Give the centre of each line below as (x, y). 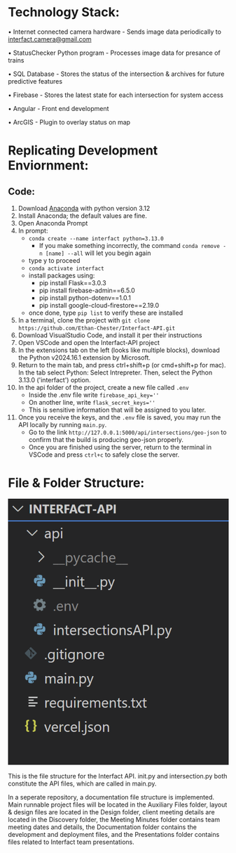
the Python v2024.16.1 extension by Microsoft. (84, 357)
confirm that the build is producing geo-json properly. (106, 439)
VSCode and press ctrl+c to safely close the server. (104, 455)
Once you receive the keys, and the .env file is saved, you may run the (119, 417)
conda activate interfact (66, 268)
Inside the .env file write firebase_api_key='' (94, 395)
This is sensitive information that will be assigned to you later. (117, 410)
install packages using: (62, 275)
